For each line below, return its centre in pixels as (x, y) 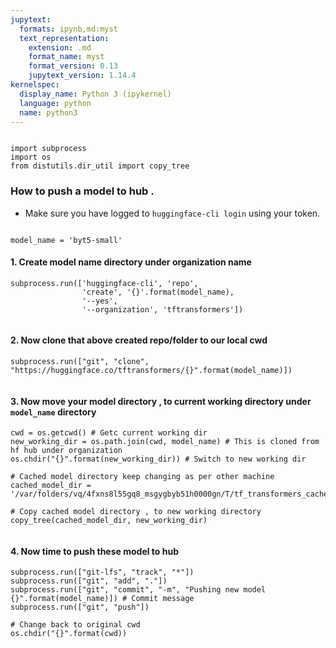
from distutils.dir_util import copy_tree (100, 166)
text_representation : (64, 38)
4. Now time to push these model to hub (94, 551)
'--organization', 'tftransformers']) (162, 309)
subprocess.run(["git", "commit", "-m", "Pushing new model (138, 590)
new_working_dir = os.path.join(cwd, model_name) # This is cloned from (165, 442)
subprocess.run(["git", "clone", (80, 362)
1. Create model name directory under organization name (131, 262)
